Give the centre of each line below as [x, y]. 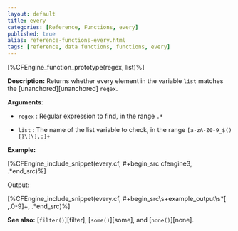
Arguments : [26, 102]
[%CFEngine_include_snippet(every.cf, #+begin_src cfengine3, [100, 163]
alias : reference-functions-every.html [67, 41]
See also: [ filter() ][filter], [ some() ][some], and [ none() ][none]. [101, 220]
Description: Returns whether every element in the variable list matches [115, 81]
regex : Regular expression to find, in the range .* [90, 116]
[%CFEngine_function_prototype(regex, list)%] [76, 67]
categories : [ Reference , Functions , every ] [73, 27]
